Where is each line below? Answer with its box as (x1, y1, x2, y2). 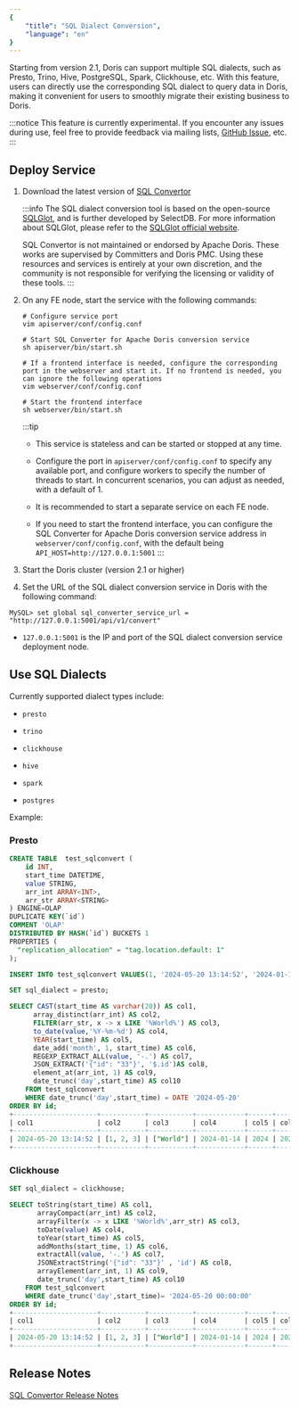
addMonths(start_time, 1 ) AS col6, (36, 1241, 169, 1251)
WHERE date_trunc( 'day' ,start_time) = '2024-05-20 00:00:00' (25, 1291, 253, 1300)
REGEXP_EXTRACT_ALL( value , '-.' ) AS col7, (32, 1051, 193, 1061)
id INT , (25, 862, 53, 872)
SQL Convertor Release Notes (9, 1389, 119, 1400)
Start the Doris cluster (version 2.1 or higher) (21, 564, 185, 575)
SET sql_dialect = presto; (9, 986, 109, 995)
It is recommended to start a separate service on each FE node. (35, 501, 270, 513)
